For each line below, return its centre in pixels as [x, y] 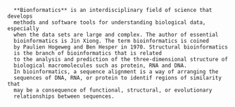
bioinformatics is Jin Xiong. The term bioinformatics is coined [112, 41]
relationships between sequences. [64, 96]
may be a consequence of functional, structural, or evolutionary [113, 90]
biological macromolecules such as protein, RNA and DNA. [101, 65]
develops [20, 16]
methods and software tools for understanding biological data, [110, 23]
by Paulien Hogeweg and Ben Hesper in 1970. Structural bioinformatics [121, 47]
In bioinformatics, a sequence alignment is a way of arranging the [116, 72]
